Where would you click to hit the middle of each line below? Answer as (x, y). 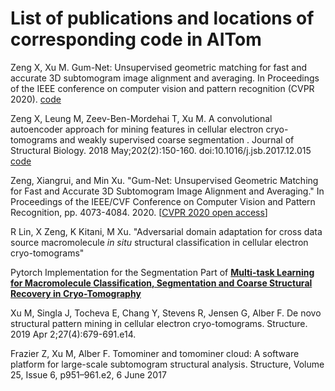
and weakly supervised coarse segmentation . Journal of (177, 139)
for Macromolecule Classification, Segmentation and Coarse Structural (161, 283)
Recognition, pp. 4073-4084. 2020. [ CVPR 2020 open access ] (139, 212)
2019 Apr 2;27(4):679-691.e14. (73, 334)
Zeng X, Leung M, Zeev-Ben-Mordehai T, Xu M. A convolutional (141, 118)
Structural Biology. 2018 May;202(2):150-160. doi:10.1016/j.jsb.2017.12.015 (161, 150)
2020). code (36, 99)
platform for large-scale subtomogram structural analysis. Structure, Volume (167, 364)
